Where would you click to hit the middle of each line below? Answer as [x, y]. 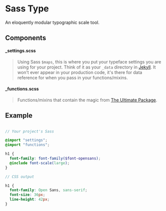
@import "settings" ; [27, 140]
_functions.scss [22, 89]
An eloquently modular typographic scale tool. [53, 22]
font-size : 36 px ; [28, 195]
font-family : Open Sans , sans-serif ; [49, 190]
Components [26, 38]
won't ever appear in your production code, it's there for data [80, 72]
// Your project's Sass [30, 131]
